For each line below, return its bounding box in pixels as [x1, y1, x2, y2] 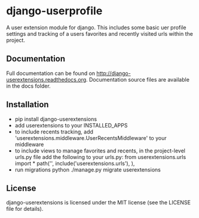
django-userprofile [6, 4, 103, 18]
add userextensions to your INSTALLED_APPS [14, 122, 128, 129]
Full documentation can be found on [6, 70, 96, 77]
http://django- [96, 70, 131, 77]
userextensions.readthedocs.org [6, 76, 87, 83]
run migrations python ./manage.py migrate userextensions [14, 166, 161, 173]
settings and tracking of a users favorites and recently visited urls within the [6, 30, 193, 37]
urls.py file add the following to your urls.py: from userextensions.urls [14, 153, 186, 160]
